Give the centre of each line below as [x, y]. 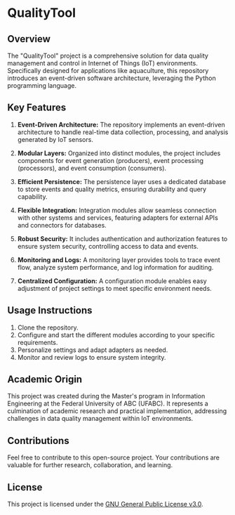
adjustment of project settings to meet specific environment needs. [114, 288]
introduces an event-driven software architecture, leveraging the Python [112, 78]
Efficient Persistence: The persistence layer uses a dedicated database [122, 181]
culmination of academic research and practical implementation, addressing [117, 411]
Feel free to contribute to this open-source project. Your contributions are [113, 457]
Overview [29, 39]
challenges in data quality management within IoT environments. [100, 419]
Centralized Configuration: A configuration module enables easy [112, 281]
